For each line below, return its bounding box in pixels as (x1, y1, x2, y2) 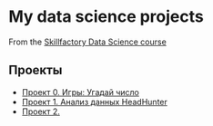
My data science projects (8, 6, 204, 27)
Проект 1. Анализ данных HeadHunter (21, 96, 167, 107)
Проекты (8, 63, 63, 78)
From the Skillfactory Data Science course (8, 36, 167, 47)
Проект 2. (21, 106, 60, 117)
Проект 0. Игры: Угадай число (21, 86, 140, 97)
